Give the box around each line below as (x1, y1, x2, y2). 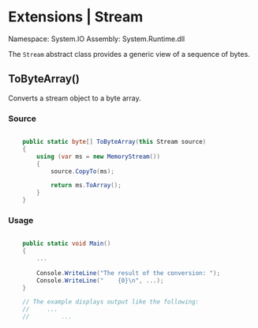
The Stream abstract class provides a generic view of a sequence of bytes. (8, 49, 250, 58)
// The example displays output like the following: (22, 298, 200, 306)
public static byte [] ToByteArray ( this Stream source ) (22, 138, 207, 146)
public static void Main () (22, 239, 111, 248)
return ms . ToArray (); (50, 182, 122, 190)
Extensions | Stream (8, 8, 144, 26)
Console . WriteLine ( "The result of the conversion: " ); (36, 269, 221, 277)
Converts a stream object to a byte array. (8, 93, 141, 103)
